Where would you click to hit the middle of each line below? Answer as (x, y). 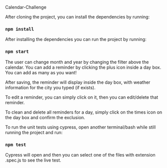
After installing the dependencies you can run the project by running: (76, 39)
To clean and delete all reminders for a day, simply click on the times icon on (84, 112)
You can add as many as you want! (41, 72)
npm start (17, 52)
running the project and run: (34, 132)
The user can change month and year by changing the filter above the (77, 62)
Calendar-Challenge (26, 7)
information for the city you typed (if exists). (50, 87)
